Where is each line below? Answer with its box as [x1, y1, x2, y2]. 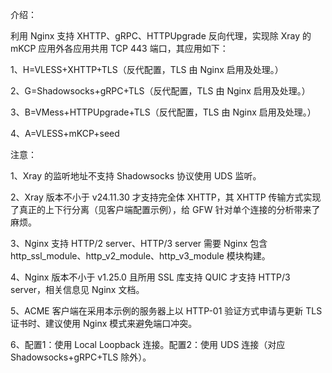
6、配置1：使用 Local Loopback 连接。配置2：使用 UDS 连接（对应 [10, 339, 286, 350]
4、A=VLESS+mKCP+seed [10, 128, 120, 139]
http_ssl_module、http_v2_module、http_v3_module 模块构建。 [10, 250, 271, 262]
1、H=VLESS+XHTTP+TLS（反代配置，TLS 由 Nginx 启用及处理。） [10, 64, 284, 75]
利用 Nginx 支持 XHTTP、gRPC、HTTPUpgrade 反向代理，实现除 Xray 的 [10, 30, 312, 42]
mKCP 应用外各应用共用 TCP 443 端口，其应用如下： [10, 43, 229, 54]
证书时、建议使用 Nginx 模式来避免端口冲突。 [10, 318, 198, 329]
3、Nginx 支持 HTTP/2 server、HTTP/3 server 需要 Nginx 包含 [10, 238, 268, 249]
